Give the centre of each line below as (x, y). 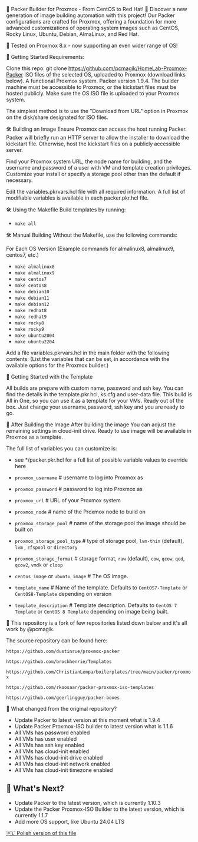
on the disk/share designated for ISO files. (57, 117)
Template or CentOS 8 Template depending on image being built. (92, 611)
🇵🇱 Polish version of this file (41, 833)
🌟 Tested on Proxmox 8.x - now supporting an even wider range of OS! (92, 45)
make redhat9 (31, 317)
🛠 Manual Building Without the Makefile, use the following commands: (92, 235)
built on (24, 529)
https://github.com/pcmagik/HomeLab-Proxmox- (128, 68)
